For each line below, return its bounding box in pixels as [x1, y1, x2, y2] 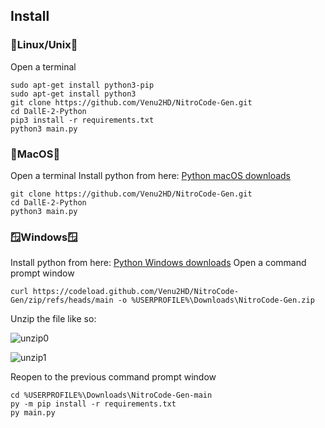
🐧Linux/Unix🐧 [10, 38, 78, 52]
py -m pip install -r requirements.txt [10, 399, 177, 409]
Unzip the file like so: [10, 313, 97, 325]
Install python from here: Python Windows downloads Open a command [10, 257, 307, 269]
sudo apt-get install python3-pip [10, 80, 155, 90]
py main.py [10, 408, 56, 418]
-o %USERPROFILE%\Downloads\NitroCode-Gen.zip [117, 295, 315, 306]
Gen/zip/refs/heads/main [10, 295, 114, 306]
